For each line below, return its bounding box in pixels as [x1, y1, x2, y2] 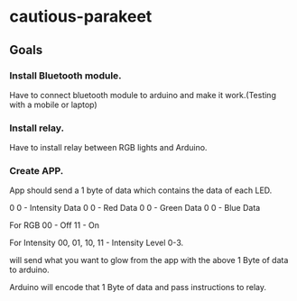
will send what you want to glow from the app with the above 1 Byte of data [9, 255, 289, 266]
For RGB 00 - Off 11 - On [9, 220, 99, 231]
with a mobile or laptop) [9, 99, 97, 110]
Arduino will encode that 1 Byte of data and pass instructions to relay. [9, 282, 267, 293]
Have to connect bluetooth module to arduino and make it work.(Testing [9, 89, 277, 100]
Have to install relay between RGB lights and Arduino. [9, 142, 208, 153]
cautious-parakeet [9, 6, 153, 27]
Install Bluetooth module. [9, 69, 122, 82]
